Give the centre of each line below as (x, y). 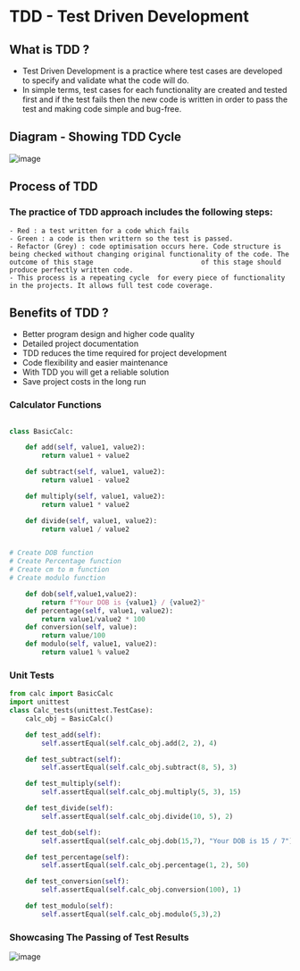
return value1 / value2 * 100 (93, 619)
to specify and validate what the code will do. (105, 80)
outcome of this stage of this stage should (145, 262)
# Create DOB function (51, 553)
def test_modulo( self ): (70, 906)
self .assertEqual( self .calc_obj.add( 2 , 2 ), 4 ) (129, 743)
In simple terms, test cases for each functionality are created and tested (154, 90)
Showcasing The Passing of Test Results (99, 937)
